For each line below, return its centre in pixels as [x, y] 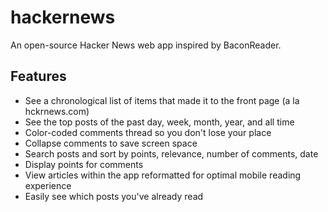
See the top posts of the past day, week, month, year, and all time [159, 122]
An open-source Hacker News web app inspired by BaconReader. [146, 45]
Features [38, 76]
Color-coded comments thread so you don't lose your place [148, 132]
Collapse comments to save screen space [111, 143]
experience [48, 185]
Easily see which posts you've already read [114, 196]
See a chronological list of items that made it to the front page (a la [162, 100]
